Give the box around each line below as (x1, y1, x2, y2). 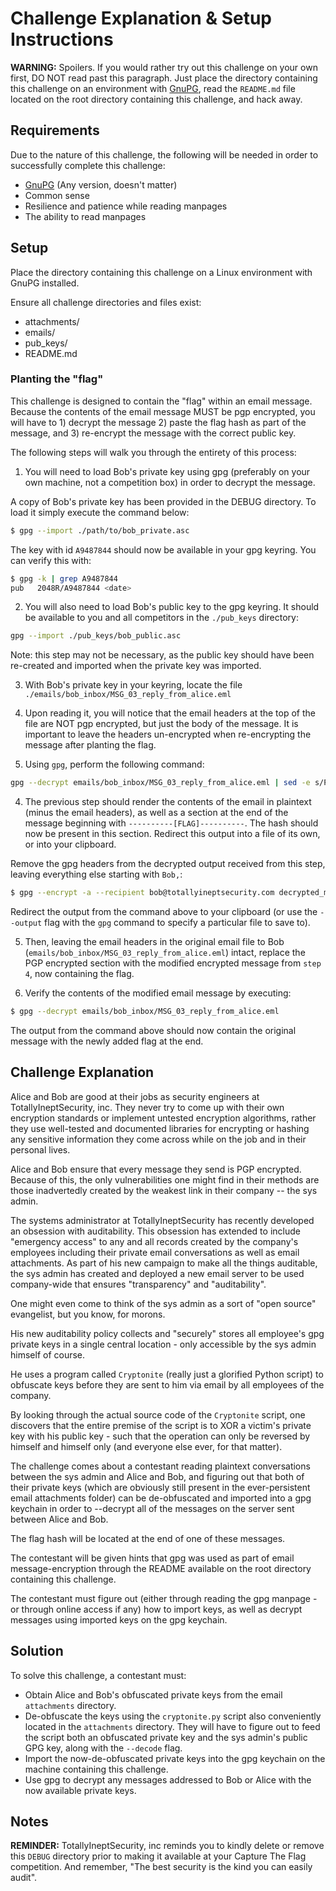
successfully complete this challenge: (10, 159, 166, 171)
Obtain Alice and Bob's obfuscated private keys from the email (24, 1688, 283, 1701)
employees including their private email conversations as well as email (10, 1246, 300, 1258)
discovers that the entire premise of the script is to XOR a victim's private (10, 1419, 312, 1431)
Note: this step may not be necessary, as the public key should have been (10, 649, 315, 661)
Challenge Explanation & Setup (10, 7, 272, 30)
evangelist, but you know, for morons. (10, 1308, 166, 1320)
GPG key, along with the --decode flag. (24, 1742, 183, 1754)
